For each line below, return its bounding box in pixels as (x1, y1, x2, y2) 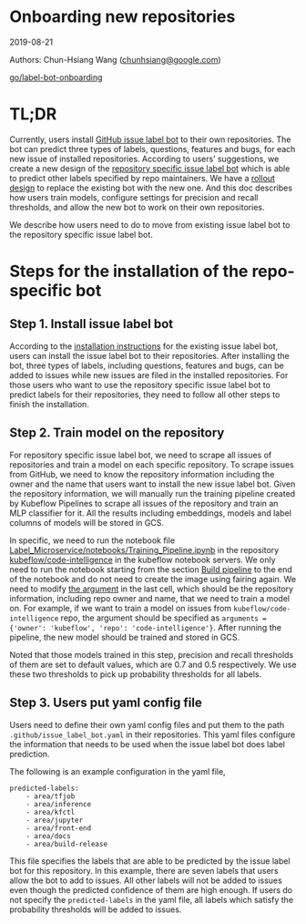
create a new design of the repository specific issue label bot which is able (9, 162, 291, 174)
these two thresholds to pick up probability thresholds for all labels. (9, 668, 262, 680)
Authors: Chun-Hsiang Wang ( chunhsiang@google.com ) (9, 54, 221, 65)
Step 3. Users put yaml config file (9, 695, 202, 711)
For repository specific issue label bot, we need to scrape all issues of (9, 449, 272, 460)
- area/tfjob (25, 791, 76, 801)
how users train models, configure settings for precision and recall (9, 191, 259, 202)
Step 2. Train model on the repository (9, 426, 225, 441)
